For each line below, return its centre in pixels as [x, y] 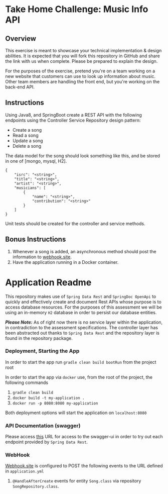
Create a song [27, 130]
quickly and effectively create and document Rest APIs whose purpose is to [83, 302]
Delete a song [27, 146]
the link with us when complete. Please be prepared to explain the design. [81, 61]
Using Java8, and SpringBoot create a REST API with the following [73, 115]
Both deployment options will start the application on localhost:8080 [76, 413]
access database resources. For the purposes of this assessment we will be [83, 307]
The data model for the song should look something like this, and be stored [83, 156]
